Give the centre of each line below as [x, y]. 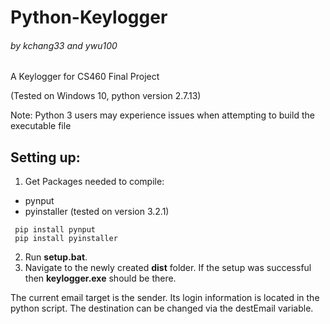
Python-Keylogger [89, 17]
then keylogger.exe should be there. [100, 278]
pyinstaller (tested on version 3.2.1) [97, 212]
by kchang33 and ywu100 [64, 45]
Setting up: [45, 157]
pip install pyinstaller [66, 239]
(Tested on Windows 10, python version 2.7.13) [106, 96]
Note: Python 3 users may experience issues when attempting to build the [162, 115]
